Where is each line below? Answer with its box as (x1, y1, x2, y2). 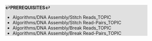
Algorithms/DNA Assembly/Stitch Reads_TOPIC (12, 14, 111, 20)
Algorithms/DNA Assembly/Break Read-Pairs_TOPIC (12, 30, 122, 36)
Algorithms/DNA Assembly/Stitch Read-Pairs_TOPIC (12, 19, 121, 25)
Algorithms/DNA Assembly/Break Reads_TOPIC (12, 25, 112, 30)
